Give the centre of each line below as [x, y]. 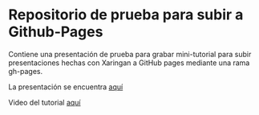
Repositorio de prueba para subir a [126, 15]
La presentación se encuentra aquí [66, 87]
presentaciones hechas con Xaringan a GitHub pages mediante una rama [129, 63]
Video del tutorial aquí [45, 102]
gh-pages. [26, 71]
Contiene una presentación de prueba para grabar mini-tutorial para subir [130, 54]
